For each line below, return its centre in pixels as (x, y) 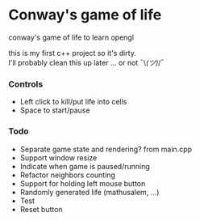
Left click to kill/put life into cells (73, 102)
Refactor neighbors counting (67, 175)
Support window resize (58, 157)
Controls (26, 84)
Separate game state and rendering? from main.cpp (106, 149)
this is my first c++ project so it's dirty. (73, 53)
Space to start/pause (55, 110)
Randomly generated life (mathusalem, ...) (90, 192)
